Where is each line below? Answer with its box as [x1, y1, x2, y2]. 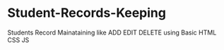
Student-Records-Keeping [7, 5, 166, 21]
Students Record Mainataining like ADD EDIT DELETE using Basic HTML [7, 28, 217, 37]
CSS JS [7, 35, 30, 44]
